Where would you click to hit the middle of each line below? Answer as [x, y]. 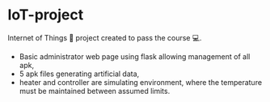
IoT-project [46, 15]
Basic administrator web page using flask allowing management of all [135, 56]
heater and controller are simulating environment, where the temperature [141, 82]
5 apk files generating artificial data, [79, 74]
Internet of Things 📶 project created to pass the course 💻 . [105, 37]
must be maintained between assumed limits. [95, 91]
